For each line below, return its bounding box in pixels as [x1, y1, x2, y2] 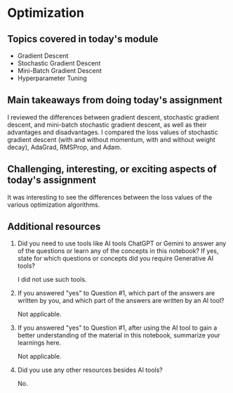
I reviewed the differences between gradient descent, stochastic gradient [7, 112, 220, 121]
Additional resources [7, 221, 101, 233]
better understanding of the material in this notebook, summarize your [17, 331, 221, 340]
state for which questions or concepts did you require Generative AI [17, 255, 214, 263]
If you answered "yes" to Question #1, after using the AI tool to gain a [17, 323, 218, 332]
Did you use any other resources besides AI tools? [17, 366, 164, 374]
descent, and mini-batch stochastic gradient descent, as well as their [7, 120, 207, 129]
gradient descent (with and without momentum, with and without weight [7, 135, 215, 143]
